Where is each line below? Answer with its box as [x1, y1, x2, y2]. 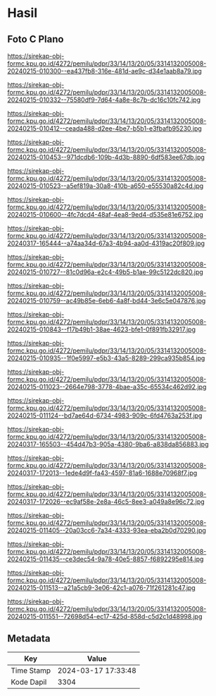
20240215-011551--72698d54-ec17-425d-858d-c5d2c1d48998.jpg [7, 613, 203, 620]
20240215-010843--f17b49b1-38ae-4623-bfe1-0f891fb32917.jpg [7, 325, 196, 334]
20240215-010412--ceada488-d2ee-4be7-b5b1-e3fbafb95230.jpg [7, 124, 202, 132]
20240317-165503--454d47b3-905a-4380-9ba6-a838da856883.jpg [7, 440, 209, 448]
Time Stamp [11, 666, 51, 676]
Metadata [7, 632, 51, 644]
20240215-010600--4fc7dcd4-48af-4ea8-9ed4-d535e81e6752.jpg [7, 211, 204, 218]
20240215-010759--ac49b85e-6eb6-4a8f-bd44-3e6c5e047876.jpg [7, 297, 206, 305]
